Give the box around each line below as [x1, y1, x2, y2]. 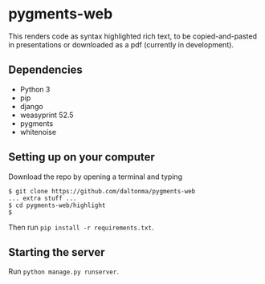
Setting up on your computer [8, 150, 155, 164]
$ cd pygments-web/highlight [8, 201, 106, 209]
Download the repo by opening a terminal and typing [8, 172, 183, 181]
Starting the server [8, 245, 106, 259]
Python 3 [19, 84, 51, 94]
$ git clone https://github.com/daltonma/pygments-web [8, 187, 196, 195]
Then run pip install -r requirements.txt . [8, 222, 154, 232]
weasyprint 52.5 [19, 110, 74, 120]
